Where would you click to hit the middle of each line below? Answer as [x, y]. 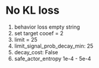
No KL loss [33, 10]
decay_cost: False [36, 52]
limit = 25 [26, 39]
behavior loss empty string [47, 27]
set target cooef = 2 [39, 33]
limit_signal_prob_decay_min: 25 [54, 46]
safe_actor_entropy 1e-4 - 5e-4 [52, 58]
